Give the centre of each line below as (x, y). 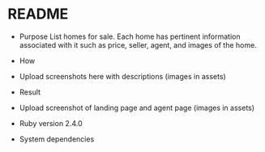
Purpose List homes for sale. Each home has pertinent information (130, 36)
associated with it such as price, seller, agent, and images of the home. (138, 44)
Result (30, 92)
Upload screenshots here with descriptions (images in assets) (122, 76)
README (38, 14)
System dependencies (57, 139)
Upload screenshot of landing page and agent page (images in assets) (137, 108)
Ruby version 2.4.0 (51, 123)
